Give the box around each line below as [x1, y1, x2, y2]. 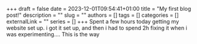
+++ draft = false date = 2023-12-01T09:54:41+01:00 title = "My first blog [6, 5, 192, 12]
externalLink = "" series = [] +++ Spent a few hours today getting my [6, 18, 179, 25]
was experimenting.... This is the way [6, 31, 99, 38]
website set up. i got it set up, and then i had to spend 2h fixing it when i [6, 24, 187, 31]
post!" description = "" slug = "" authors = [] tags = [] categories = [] [6, 11, 179, 19]
